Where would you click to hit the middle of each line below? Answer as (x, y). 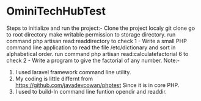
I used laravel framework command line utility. (73, 72)
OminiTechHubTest (56, 11)
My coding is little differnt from (54, 78)
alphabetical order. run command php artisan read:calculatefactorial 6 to (97, 54)
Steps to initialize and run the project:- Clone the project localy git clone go (101, 28)
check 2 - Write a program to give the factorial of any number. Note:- (93, 60)
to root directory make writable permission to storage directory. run (91, 34)
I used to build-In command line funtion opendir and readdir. (91, 91)
